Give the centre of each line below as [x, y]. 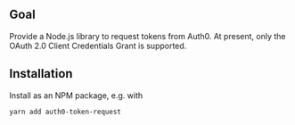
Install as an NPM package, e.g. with [76, 95]
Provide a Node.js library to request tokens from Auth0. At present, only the [147, 36]
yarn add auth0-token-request [66, 112]
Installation [41, 74]
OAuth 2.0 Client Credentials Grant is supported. [98, 46]
